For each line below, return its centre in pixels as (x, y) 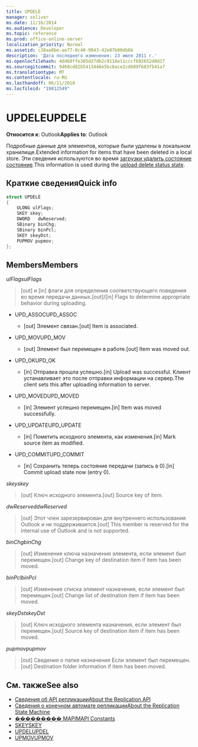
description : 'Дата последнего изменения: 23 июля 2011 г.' (82, 56)
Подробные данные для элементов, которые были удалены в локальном (98, 146)
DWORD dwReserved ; (42, 219)
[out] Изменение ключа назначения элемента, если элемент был (103, 553)
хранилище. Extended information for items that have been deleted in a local (99, 152)
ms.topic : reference (32, 34)
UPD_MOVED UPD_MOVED (47, 396)
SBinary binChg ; (37, 224)
